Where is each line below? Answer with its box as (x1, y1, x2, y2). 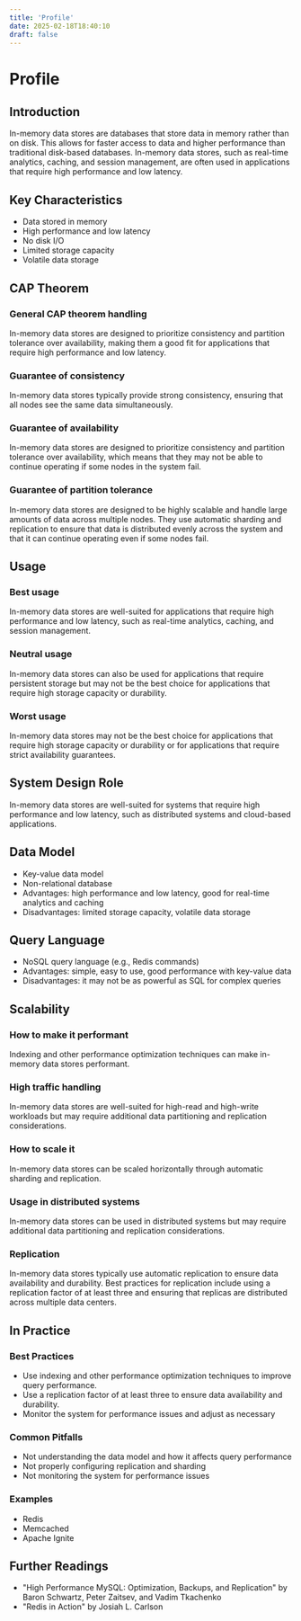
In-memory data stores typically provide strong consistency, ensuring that (9, 390, 284, 401)
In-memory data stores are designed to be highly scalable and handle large (9, 504, 288, 515)
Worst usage (9, 709, 66, 722)
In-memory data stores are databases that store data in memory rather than (9, 128, 289, 139)
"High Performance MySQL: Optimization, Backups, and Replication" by (22, 1582, 288, 1593)
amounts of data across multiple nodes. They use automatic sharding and (9, 513, 281, 524)
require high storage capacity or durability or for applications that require (9, 740, 280, 751)
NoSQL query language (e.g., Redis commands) (22, 957, 199, 967)
